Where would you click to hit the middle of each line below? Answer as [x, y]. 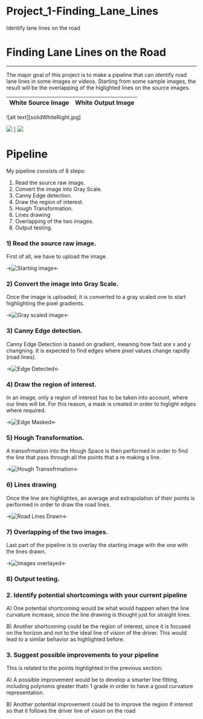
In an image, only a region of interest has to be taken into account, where [97, 397]
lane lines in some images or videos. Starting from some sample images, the [101, 81]
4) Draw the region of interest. [51, 384]
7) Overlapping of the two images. [57, 532]
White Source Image [39, 102]
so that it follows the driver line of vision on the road [71, 711]
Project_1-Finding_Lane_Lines [82, 11]
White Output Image [105, 102]
